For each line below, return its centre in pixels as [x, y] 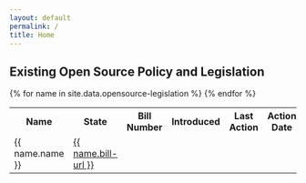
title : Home [32, 35]
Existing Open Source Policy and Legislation [137, 71]
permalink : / [34, 26]
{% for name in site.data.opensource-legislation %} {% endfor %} [133, 94]
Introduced [196, 122]
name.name [39, 154]
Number [144, 127]
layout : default [40, 18]
